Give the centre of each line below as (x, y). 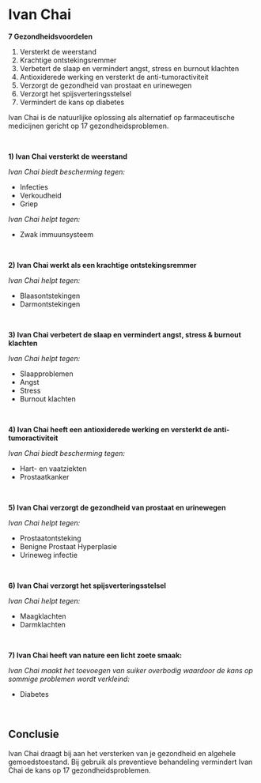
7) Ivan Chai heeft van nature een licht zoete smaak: (95, 655)
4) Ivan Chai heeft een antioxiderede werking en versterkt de (110, 429)
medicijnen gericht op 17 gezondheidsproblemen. (89, 126)
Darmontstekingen (50, 304)
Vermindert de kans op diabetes (72, 102)
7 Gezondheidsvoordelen (51, 36)
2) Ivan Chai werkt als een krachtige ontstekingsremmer (102, 265)
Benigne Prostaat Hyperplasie (68, 546)
